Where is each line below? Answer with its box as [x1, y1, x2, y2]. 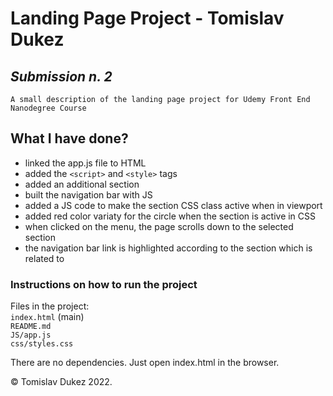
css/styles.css [10, 339, 74, 349]
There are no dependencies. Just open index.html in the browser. [10, 357, 280, 369]
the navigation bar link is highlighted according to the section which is [24, 242, 313, 254]
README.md [10, 322, 52, 332]
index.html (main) [10, 311, 85, 323]
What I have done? [10, 130, 129, 147]
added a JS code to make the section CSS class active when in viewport [24, 199, 323, 211]
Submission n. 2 [10, 68, 113, 85]
